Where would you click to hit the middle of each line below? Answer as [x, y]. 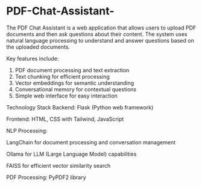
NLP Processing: [27, 130]
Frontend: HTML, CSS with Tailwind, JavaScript [65, 119]
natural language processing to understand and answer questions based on [100, 40]
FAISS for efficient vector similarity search [58, 165]
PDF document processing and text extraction [72, 70]
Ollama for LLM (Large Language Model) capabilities [71, 154]
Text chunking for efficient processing [62, 76]
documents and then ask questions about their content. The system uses [97, 34]
